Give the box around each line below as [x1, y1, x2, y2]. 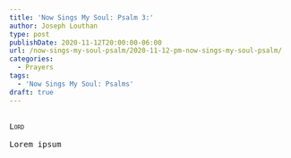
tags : [9, 71, 30, 80]
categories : [9, 54, 54, 63]
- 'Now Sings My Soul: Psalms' [17, 79, 134, 88]
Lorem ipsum [9, 139, 62, 149]
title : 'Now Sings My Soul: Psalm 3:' [9, 12, 154, 22]
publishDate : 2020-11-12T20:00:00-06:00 [9, 37, 163, 47]
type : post [9, 29, 50, 38]
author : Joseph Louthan [9, 21, 98, 30]
